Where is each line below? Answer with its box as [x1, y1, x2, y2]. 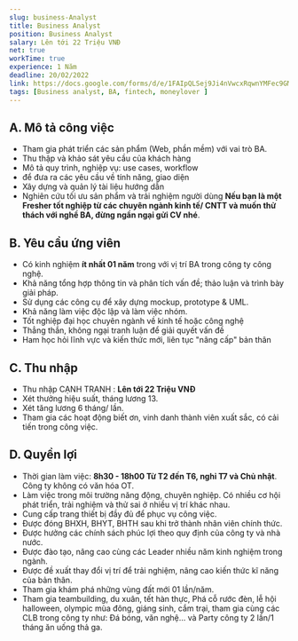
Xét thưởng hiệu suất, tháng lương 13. [21, 392, 159, 404]
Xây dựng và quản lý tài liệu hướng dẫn [21, 181, 165, 192]
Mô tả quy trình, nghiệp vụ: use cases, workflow [21, 162, 199, 173]
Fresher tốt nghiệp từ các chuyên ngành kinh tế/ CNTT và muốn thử [21, 201, 277, 211]
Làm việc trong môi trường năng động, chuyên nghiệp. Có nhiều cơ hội [21, 489, 281, 500]
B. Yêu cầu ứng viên [9, 235, 122, 250]
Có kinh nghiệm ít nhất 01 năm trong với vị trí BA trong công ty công [21, 259, 272, 270]
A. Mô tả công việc [9, 120, 115, 135]
